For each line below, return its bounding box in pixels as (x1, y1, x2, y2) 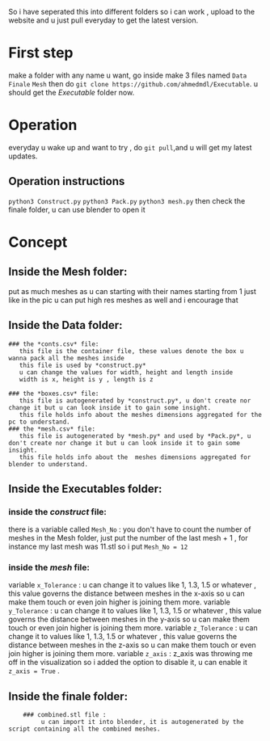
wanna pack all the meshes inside (8, 354, 125, 362)
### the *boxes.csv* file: (8, 389, 99, 398)
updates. (8, 151, 38, 161)
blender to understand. (8, 460, 89, 468)
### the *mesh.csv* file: (8, 424, 95, 433)
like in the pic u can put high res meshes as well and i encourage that (8, 295, 238, 305)
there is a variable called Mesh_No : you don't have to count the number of (8, 524, 251, 534)
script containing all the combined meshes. (8, 725, 161, 734)
